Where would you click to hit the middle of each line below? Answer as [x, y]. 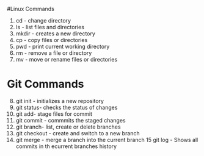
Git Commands [46, 84]
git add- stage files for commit [54, 114]
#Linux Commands [31, 9]
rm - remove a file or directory [54, 53]
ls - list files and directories [50, 27]
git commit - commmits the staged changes [71, 120]
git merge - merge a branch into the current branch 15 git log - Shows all [107, 140]
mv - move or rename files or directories [67, 59]
